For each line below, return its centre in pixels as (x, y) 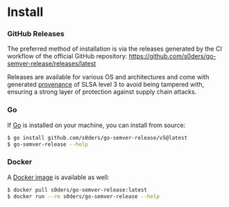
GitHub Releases (36, 34)
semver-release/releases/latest (52, 64)
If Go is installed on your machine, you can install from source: (96, 125)
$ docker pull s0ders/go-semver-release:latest (77, 190)
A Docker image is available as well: (58, 177)
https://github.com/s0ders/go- (172, 56)
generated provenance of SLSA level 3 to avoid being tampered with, (106, 85)
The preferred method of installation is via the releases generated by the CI (114, 49)
